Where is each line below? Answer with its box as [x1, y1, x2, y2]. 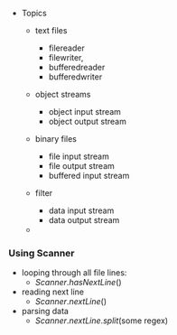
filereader [48, 42, 85, 53]
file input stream [48, 151, 109, 162]
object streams [34, 89, 91, 99]
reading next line [21, 286, 85, 297]
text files [34, 25, 68, 35]
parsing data [21, 306, 70, 317]
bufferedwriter [48, 71, 103, 82]
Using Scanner [8, 247, 75, 259]
